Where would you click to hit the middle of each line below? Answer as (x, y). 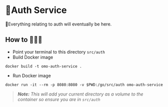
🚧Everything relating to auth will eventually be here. (59, 24)
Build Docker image (33, 57)
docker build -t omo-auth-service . (44, 66)
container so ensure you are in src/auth (59, 99)
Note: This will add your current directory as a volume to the (80, 94)
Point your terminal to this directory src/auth (59, 51)
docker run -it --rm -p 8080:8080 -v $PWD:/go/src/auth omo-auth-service (84, 84)
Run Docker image (32, 75)
